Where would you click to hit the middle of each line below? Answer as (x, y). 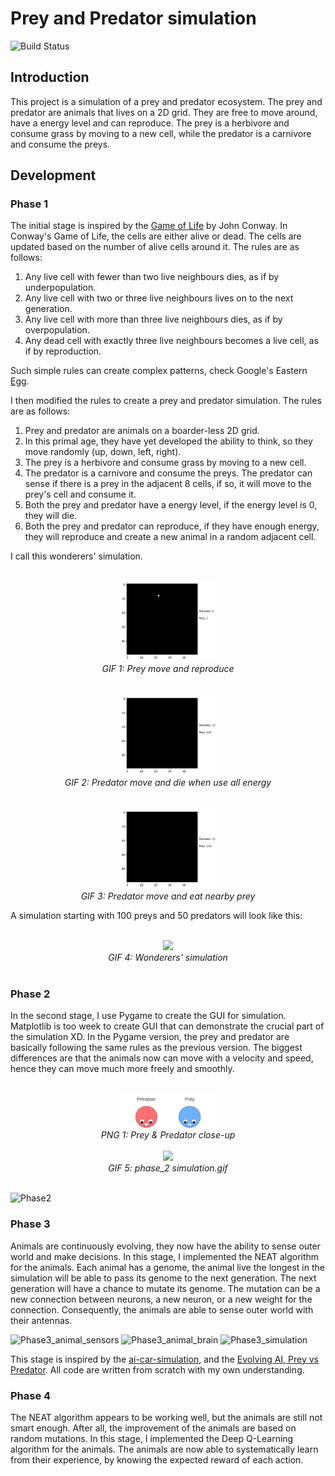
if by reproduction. (63, 351)
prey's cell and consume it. (80, 494)
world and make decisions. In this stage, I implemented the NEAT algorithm (165, 1256)
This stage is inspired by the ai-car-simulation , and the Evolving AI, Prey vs (165, 1359)
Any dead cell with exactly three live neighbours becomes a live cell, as (171, 341)
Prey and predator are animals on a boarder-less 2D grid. (142, 431)
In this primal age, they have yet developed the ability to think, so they (168, 441)
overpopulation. (57, 330)
